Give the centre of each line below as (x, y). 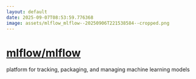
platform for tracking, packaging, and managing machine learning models (98, 69)
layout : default (27, 12)
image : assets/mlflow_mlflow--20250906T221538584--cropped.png (88, 23)
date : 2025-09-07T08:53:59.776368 (50, 17)
